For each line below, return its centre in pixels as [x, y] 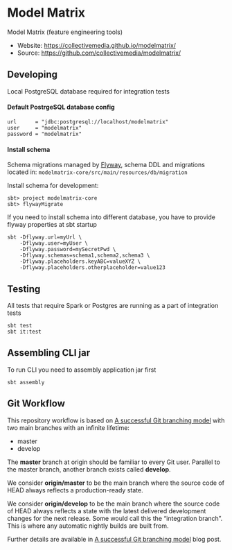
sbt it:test [24, 332]
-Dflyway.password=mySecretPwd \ [68, 250]
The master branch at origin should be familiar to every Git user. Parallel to [114, 462]
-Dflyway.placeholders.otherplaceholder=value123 [93, 268]
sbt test [20, 325]
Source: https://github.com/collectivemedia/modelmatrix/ [99, 53]
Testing [24, 289]
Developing [32, 75]
